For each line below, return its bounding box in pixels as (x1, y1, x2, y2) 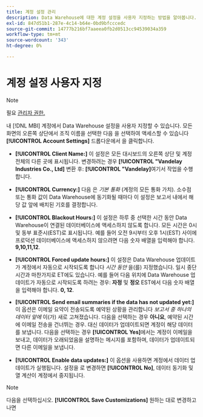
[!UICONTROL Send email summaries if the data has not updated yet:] (15, 298, 195, 305)
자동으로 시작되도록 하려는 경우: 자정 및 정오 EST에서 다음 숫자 (36, 279, 184, 286)
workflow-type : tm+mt (6, 32, 61, 38)
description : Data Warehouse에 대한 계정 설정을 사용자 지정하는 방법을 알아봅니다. (6, 15, 197, 21)
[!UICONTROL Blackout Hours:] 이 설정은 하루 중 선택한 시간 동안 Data (15, 214, 187, 221)
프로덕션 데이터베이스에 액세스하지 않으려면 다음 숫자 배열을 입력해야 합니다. (15, 236, 195, 243)
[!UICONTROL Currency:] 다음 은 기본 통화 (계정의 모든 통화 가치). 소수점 (15, 186, 192, 193)
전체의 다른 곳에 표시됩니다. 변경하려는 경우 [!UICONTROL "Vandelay (15, 157, 183, 164)
